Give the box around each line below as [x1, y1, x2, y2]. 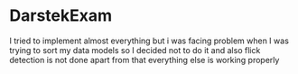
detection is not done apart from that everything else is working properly [9, 54, 280, 65]
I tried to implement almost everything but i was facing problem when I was [9, 35, 289, 46]
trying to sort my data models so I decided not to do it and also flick [9, 44, 261, 55]
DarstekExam [9, 5, 113, 26]
